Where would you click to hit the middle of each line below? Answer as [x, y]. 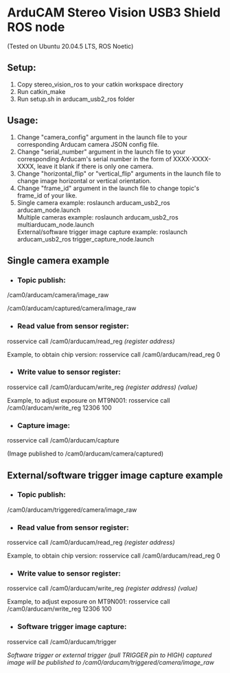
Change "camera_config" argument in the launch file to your [102, 137]
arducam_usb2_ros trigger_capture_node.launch [85, 239]
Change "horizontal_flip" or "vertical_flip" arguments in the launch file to [119, 174]
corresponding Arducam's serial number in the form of [94, 158]
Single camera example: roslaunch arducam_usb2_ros [93, 202]
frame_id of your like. [47, 195]
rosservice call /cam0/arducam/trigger [62, 641]
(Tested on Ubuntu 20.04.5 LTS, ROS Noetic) [70, 46]
